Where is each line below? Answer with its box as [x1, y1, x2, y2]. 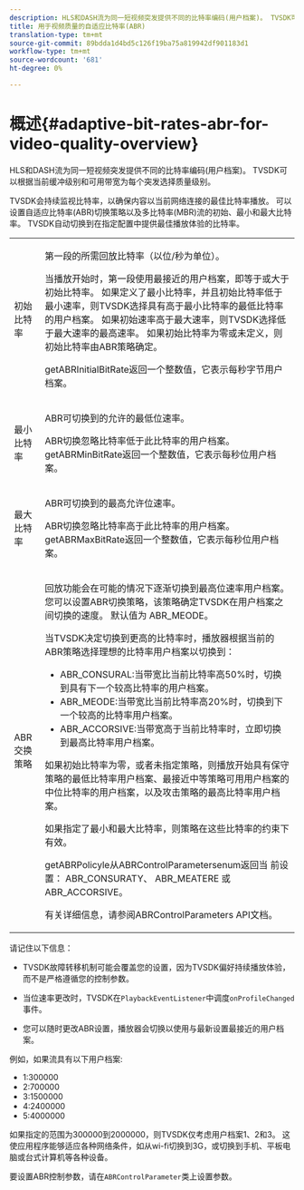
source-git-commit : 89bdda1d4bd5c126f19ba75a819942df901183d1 [9, 38, 249, 48]
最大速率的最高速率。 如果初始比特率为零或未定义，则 [53, 327, 283, 339]
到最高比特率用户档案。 [60, 736, 160, 748]
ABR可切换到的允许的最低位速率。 [44, 412, 190, 424]
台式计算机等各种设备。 [24, 1151, 113, 1162]
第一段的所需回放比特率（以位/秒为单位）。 [44, 249, 225, 262]
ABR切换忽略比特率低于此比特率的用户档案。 [44, 434, 235, 447]
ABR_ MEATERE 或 [155, 872, 231, 884]
